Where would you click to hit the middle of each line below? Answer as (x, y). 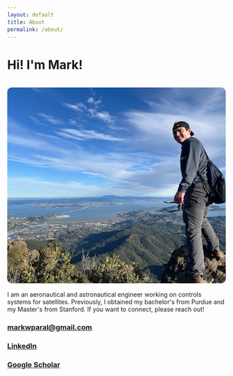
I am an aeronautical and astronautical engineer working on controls (104, 295)
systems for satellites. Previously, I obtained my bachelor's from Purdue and (116, 302)
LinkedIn (22, 346)
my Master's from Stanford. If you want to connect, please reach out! (106, 309)
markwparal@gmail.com (50, 327)
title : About (26, 22)
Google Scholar (34, 365)
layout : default (31, 15)
